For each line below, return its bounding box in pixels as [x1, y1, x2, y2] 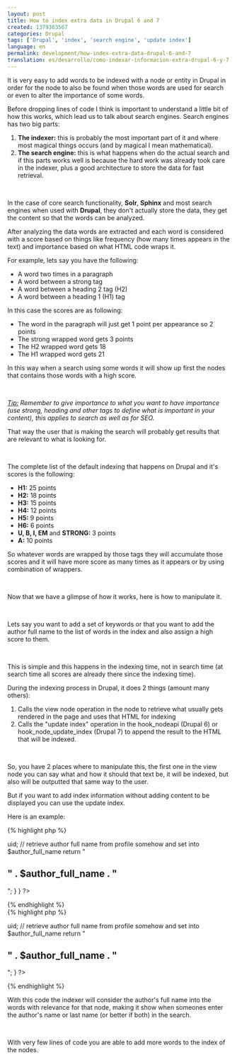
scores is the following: [7, 469, 75, 478]
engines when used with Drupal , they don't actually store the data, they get [7, 206, 228, 215]
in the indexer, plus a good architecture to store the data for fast [17, 164, 204, 172]
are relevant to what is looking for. [7, 435, 107, 443]
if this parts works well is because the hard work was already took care [17, 156, 226, 164]
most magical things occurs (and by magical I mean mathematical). [17, 141, 214, 149]
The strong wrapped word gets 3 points [17, 334, 134, 343]
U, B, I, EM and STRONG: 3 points [17, 528, 116, 537]
